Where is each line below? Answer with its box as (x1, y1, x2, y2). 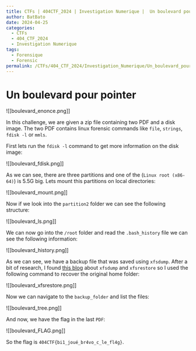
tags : (6, 47, 19, 53)
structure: (6, 207, 30, 214)
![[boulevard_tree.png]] (6, 305, 62, 312)
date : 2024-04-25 (6, 19, 48, 25)
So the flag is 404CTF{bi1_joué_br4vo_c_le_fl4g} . (6, 339, 124, 346)
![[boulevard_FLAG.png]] (6, 327, 66, 334)
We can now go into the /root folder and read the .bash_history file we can (6, 229, 188, 236)
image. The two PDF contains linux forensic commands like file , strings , (6, 125, 183, 132)
